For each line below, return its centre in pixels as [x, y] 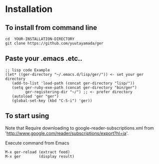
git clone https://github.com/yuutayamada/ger [54, 43]
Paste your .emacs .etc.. [44, 59]
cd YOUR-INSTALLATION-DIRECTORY [40, 39]
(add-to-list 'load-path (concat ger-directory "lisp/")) [73, 83]
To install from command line [51, 28]
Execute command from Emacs [37, 143]
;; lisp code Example [28, 70]
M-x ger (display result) [40, 156]
